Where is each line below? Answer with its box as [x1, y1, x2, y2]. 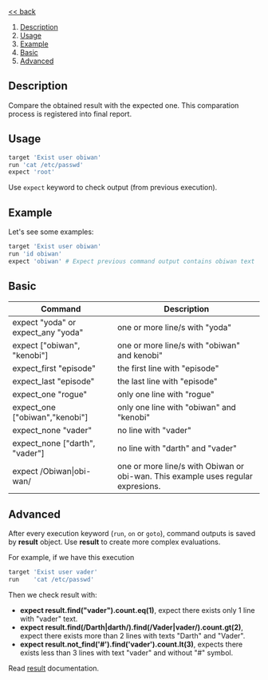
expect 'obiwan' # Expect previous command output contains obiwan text [8, 257, 255, 265]
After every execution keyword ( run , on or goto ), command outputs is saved [8, 529, 256, 539]
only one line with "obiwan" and [116, 401, 237, 412]
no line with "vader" [116, 424, 191, 435]
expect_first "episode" [12, 363, 96, 374]
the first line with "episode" [116, 363, 219, 374]
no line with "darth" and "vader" [116, 443, 237, 454]
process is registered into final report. [8, 109, 132, 118]
